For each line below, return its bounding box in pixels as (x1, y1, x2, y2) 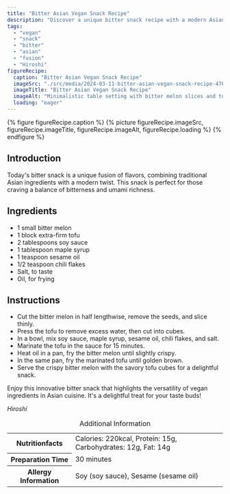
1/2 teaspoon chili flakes (16, 260, 86, 268)
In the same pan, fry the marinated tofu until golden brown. (16, 356, 183, 364)
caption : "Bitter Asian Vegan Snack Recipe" (13, 73, 142, 81)
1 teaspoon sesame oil (16, 252, 80, 261)
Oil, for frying (16, 274, 55, 283)
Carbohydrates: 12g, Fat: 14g (75, 443, 171, 452)
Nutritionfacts (16, 438, 63, 448)
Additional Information (79, 419, 151, 429)
